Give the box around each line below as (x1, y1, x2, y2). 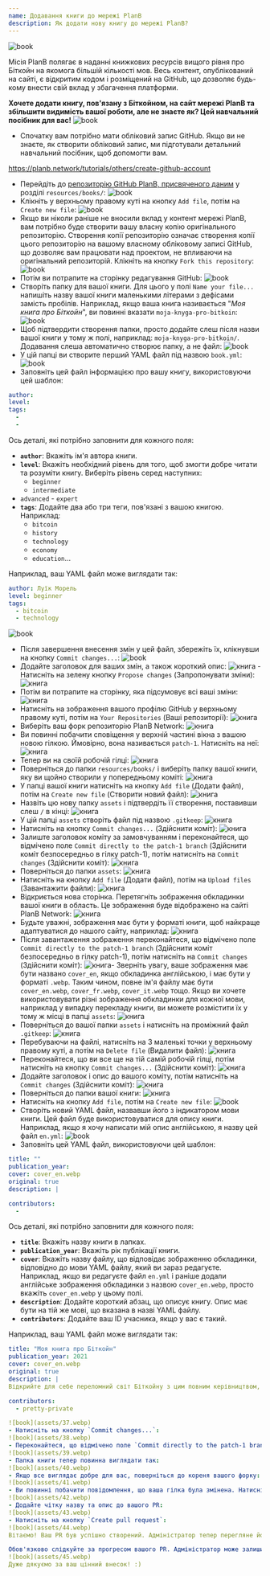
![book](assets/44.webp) (8, 1524, 92, 1532)
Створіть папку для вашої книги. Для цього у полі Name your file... (19, 281, 255, 291)
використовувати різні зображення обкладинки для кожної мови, (19, 994, 246, 1005)
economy (31, 546, 58, 555)
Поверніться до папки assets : (19, 866, 122, 876)
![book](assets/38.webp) (8, 1434, 92, 1443)
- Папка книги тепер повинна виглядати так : (8, 1456, 160, 1464)
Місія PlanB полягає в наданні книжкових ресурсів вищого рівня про (8, 57, 245, 67)
